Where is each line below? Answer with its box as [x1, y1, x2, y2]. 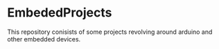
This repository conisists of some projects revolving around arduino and [7, 28, 213, 36]
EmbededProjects [7, 5, 112, 21]
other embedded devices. [7, 35, 81, 43]
